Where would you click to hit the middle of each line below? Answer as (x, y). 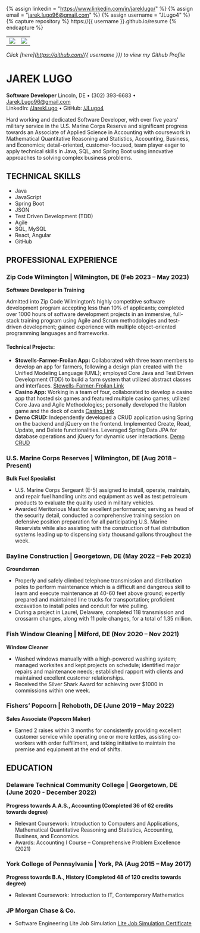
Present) (19, 466)
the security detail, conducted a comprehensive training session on (97, 515)
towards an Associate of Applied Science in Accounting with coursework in (98, 132)
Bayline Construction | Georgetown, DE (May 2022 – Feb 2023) (99, 556)
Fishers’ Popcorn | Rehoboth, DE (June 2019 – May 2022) (90, 706)
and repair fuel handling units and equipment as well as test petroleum (101, 496)
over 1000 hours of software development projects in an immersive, (89, 314)
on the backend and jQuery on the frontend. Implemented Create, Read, (103, 423)
